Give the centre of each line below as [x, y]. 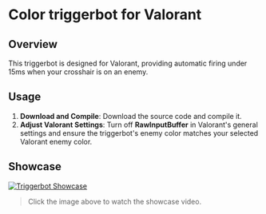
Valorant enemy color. [56, 141]
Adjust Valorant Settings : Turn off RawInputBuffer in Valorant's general [139, 125]
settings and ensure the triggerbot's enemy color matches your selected [139, 133]
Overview [33, 44]
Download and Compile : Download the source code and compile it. [131, 116]
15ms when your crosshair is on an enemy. [78, 72]
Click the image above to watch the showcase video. [115, 201]
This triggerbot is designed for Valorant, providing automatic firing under [128, 63]
